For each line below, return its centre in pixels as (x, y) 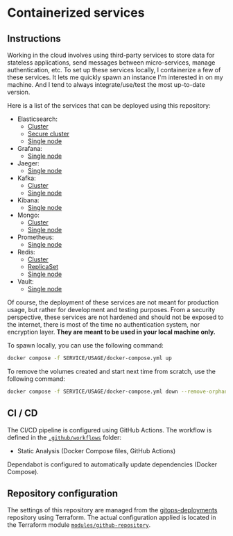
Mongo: (28, 215)
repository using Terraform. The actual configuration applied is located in (112, 518)
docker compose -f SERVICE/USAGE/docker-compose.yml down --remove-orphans (119, 391)
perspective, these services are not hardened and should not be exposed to (115, 317)
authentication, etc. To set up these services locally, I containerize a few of (114, 70)
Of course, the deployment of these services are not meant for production (113, 302)
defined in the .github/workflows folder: (64, 437)
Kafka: (26, 178)
